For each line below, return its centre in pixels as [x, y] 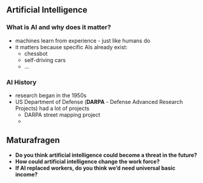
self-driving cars [45, 60]
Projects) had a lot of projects [52, 108]
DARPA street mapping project [62, 114]
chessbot [36, 54]
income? [26, 174]
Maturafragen [33, 140]
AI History [22, 82]
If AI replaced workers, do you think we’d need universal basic [95, 168]
